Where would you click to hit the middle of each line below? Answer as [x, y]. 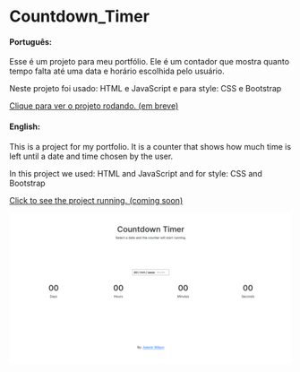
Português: [30, 41]
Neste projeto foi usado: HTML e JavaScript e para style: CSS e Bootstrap [146, 89]
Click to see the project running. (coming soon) [96, 200]
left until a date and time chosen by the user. [91, 156]
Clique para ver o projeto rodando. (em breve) [94, 106]
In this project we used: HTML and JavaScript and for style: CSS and [136, 173]
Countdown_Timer [80, 17]
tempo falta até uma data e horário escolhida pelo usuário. [117, 71]
